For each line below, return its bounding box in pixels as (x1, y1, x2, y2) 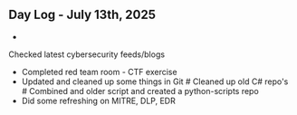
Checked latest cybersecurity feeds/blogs (8, 49, 165, 60)
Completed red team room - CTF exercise (21, 66, 177, 77)
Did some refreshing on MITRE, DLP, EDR (21, 95, 176, 106)
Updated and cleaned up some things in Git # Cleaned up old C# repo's (21, 76, 289, 87)
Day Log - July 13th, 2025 (8, 7, 156, 23)
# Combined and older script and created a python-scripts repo (21, 85, 259, 96)
